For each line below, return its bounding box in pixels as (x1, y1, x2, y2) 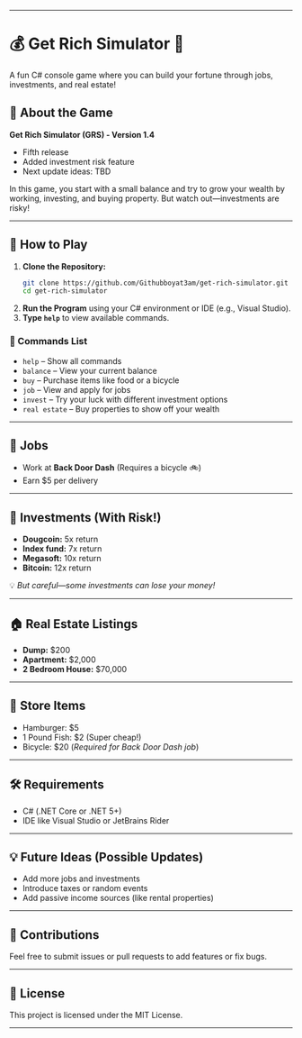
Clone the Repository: (22, 260, 106, 271)
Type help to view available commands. (22, 313, 170, 323)
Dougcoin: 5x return (22, 533, 99, 545)
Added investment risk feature (22, 156, 135, 167)
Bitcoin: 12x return (22, 562, 92, 573)
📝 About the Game (9, 105, 114, 121)
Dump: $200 (22, 645, 71, 656)
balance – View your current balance (22, 365, 157, 376)
